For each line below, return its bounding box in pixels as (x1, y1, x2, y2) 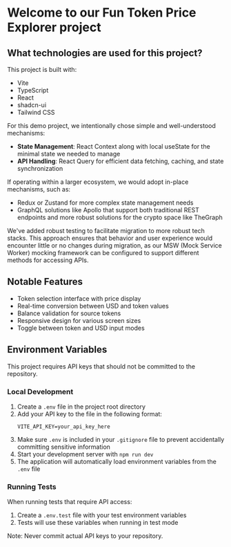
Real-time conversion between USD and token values (17, 302, 169, 310)
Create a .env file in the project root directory (17, 402, 146, 411)
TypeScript (17, 86, 49, 94)
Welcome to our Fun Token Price (7, 5, 197, 21)
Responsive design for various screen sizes (17, 316, 141, 324)
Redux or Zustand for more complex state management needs (17, 198, 194, 207)
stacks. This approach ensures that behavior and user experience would (7, 234, 213, 242)
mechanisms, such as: (7, 185, 71, 193)
